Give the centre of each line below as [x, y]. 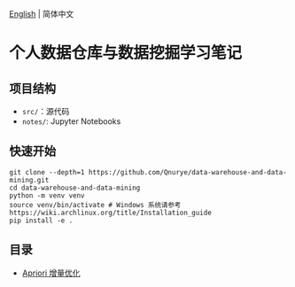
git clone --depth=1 [47, 172]
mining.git [29, 180]
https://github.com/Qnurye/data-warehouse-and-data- [188, 172]
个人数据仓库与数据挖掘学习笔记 [126, 53]
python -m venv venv [47, 195]
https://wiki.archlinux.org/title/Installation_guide [111, 213]
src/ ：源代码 [46, 111]
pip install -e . [41, 221]
